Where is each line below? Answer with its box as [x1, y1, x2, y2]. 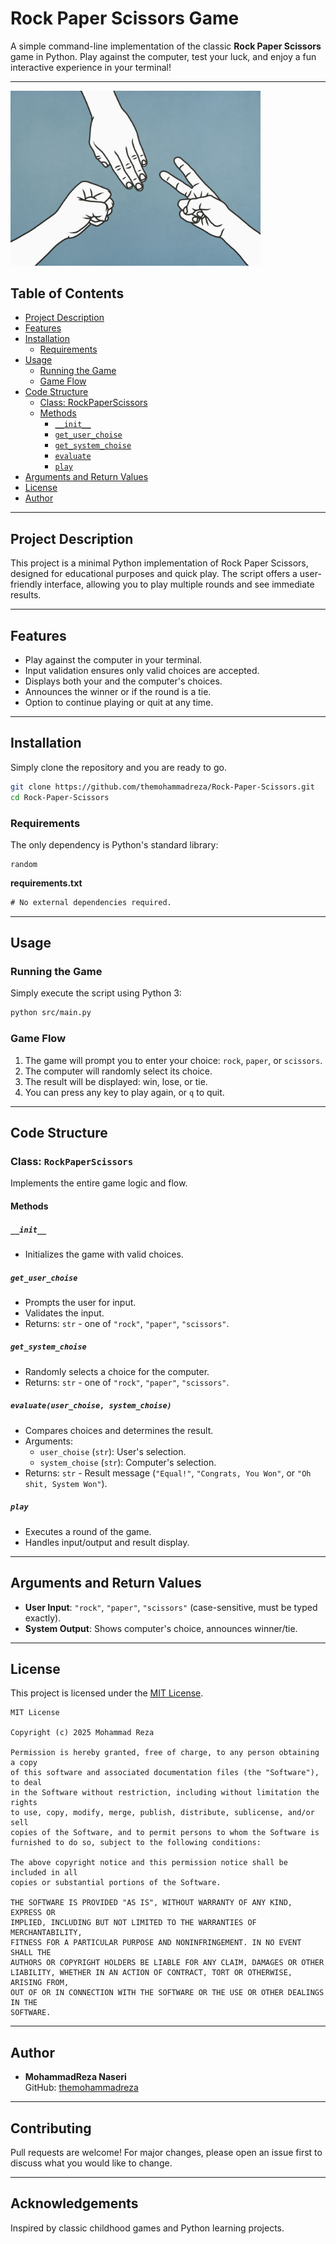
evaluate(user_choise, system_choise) [10, 1401, 172, 1411]
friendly [10, 578, 43, 591]
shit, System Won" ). [24, 1477, 108, 1489]
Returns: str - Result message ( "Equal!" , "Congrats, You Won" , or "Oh [24, 1467, 312, 1479]
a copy [10, 1758, 38, 1768]
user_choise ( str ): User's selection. [39, 1445, 187, 1457]
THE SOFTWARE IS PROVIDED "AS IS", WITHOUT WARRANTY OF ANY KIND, [10, 1898, 293, 1908]
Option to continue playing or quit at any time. [24, 697, 214, 709]
